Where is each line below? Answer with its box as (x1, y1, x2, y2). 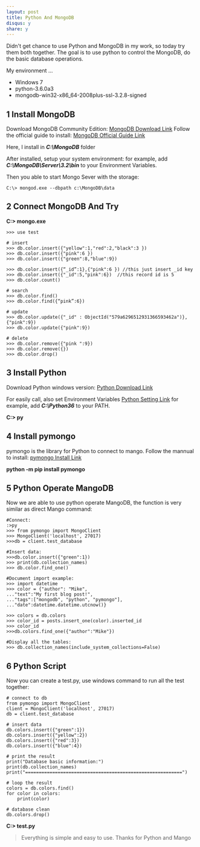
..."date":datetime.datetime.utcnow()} (6, 602, 107, 608)
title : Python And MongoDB (6, 15, 74, 21)
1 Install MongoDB (6, 109, 76, 119)
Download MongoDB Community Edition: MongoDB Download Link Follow (6, 125, 190, 133)
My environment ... (6, 67, 53, 75)
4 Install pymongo (6, 431, 76, 442)
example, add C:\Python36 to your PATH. (6, 402, 111, 409)
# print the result (6, 754, 56, 760)
